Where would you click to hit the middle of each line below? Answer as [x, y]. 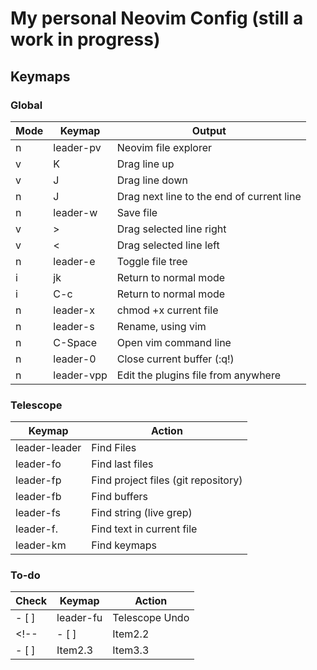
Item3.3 [131, 650]
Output [209, 130]
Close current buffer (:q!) [175, 359]
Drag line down [152, 180]
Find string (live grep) [142, 513]
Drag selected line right [171, 229]
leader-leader [48, 448]
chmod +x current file [167, 310]
